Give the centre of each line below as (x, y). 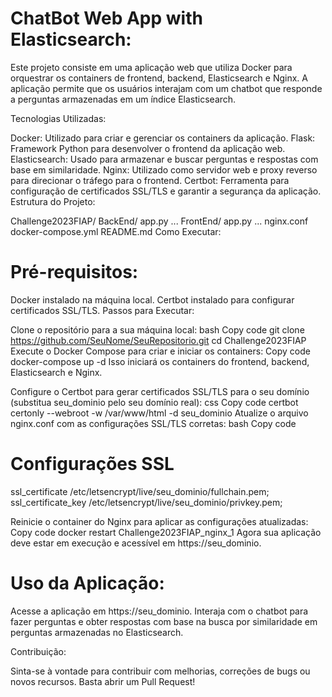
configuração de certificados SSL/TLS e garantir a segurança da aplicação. (166, 191)
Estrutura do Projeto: (53, 201)
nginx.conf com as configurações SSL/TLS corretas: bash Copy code (153, 423)
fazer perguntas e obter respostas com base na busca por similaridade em (164, 621)
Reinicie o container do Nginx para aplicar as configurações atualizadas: (159, 521)
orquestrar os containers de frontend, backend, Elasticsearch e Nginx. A (159, 78)
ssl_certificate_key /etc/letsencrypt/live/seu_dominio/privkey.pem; (146, 502)
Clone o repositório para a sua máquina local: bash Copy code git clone (157, 329)
